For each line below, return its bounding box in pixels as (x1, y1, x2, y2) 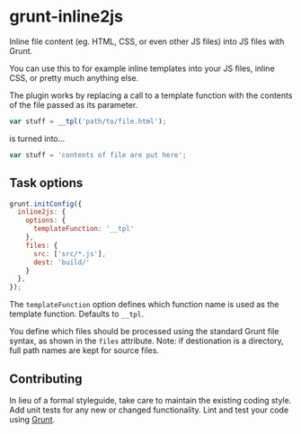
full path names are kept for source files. (9, 345, 160, 356)
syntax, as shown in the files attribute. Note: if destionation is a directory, (9, 335, 285, 347)
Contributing (9, 371, 83, 386)
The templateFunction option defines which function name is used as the (9, 299, 279, 310)
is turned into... (9, 133, 66, 144)
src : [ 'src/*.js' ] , (32, 249, 106, 258)
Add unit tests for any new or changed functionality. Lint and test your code (9, 404, 289, 415)
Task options (9, 175, 84, 190)
